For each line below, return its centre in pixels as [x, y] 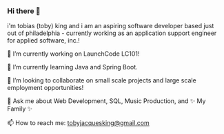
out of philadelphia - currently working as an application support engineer [112, 33]
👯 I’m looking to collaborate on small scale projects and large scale [102, 80]
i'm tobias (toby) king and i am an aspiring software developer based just [111, 26]
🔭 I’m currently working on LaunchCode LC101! [73, 54]
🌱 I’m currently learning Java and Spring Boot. [72, 67]
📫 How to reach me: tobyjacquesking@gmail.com [78, 123]
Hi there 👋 [24, 11]
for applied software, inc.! [44, 41]
